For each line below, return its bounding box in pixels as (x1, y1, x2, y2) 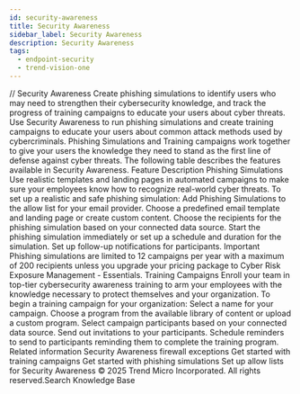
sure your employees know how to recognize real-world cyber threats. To (9, 184, 281, 194)
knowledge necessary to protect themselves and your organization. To (9, 289, 271, 300)
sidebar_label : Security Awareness (9, 30, 143, 39)
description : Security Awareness (9, 38, 135, 48)
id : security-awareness (9, 13, 99, 22)
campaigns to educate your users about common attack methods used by (9, 126, 283, 137)
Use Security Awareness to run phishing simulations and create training (9, 116, 274, 127)
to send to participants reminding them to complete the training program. (9, 336, 279, 347)
